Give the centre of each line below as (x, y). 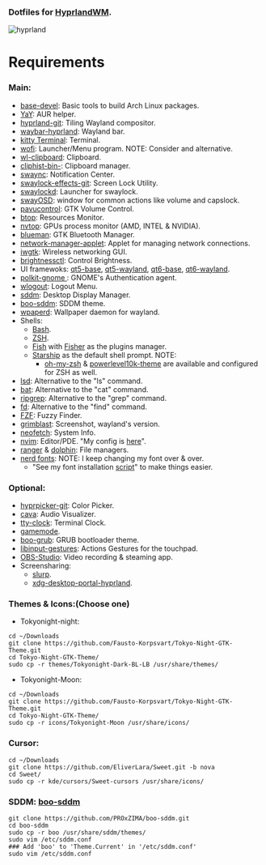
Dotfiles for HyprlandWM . (60, 12)
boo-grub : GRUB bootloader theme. (80, 540)
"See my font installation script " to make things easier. (122, 467)
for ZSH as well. (71, 372)
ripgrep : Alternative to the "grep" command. (93, 398)
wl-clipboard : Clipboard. (61, 157)
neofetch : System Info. (58, 432)
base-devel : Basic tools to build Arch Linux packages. (110, 105)
